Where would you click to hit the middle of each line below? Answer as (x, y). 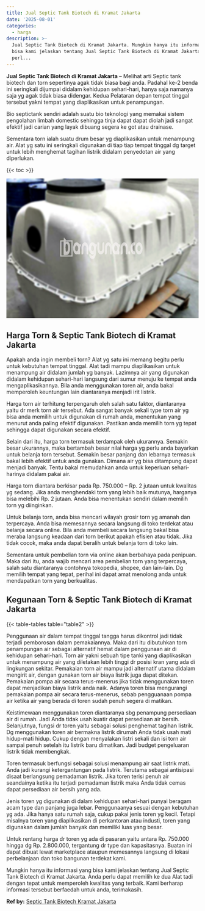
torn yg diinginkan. (30, 505)
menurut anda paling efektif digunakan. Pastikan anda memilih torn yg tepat (102, 423)
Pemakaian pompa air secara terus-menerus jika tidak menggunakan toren (100, 681)
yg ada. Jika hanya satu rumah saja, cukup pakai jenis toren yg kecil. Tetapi (101, 814)
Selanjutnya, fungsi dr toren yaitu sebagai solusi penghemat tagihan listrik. (100, 726)
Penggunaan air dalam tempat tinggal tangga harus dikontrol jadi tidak (95, 636)
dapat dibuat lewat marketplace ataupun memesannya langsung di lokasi (98, 852)
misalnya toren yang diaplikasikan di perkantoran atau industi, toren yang (98, 820)
